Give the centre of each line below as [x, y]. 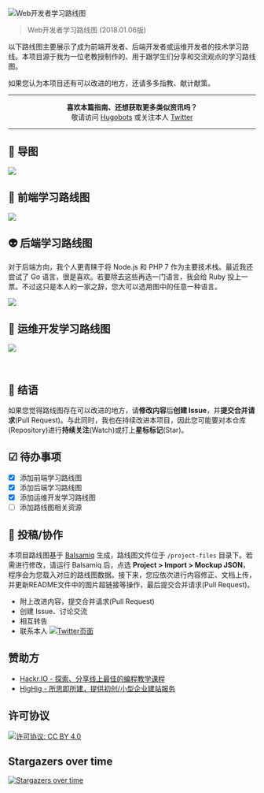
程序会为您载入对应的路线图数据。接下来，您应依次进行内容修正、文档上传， [132, 575]
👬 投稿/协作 [35, 535]
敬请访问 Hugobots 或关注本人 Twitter [132, 117]
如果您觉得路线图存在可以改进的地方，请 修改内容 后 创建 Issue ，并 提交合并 [128, 411]
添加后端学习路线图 [51, 487]
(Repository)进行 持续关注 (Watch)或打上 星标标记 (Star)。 [98, 430]
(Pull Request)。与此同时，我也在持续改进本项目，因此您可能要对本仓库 [131, 420]
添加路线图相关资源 [51, 508]
